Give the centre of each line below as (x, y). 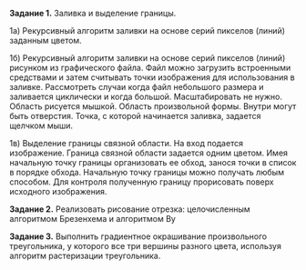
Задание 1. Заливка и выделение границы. (93, 13)
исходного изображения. (58, 191)
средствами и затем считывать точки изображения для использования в (152, 77)
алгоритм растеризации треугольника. (85, 255)
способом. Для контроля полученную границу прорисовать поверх (142, 182)
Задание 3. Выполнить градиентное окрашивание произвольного (138, 236)
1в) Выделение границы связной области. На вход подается (127, 143)
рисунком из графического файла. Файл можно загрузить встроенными (150, 68)
